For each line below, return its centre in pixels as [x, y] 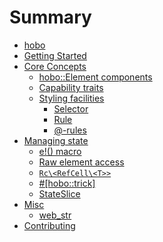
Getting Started [55, 55]
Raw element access [81, 162]
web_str [55, 215]
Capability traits [71, 87]
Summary [50, 17]
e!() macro [60, 151]
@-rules [70, 130]
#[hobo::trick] [67, 183]
